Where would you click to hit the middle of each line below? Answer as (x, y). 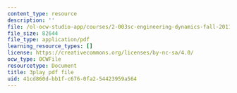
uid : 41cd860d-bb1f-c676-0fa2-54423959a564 (72, 79)
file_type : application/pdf (49, 40)
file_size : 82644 (33, 33)
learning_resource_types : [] (50, 46)
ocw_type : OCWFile (34, 59)
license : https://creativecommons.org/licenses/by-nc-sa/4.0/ (101, 53)
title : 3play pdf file (41, 72)
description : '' (31, 20)
